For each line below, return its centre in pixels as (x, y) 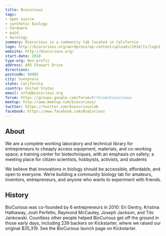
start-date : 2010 (23, 56)
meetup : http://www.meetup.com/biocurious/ (51, 102)
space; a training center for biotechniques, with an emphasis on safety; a (80, 154)
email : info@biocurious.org (34, 93)
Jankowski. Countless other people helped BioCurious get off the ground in (82, 218)
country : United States (30, 88)
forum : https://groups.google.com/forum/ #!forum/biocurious (69, 97)
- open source (20, 19)
